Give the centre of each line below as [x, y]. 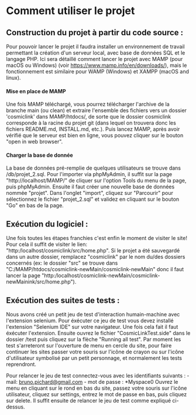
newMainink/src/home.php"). [41, 282]
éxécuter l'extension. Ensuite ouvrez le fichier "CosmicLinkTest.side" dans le [98, 333]
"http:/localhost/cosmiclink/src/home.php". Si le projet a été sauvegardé [93, 251]
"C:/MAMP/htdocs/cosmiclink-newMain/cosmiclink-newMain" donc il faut [95, 269]
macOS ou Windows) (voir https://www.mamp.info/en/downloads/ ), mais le [97, 65]
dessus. [16, 407]
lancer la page [23, 276]
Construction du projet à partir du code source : [95, 33]
